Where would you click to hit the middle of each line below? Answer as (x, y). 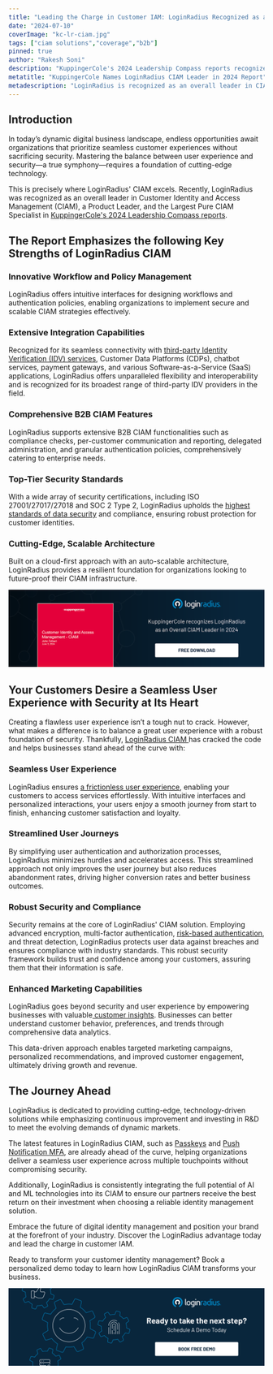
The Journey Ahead (60, 1091)
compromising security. (48, 1169)
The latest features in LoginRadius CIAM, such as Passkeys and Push (124, 1143)
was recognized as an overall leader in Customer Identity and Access (124, 198)
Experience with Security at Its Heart (104, 702)
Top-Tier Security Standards (66, 479)
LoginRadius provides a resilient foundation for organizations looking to (128, 570)
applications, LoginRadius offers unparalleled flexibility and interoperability (133, 376)
